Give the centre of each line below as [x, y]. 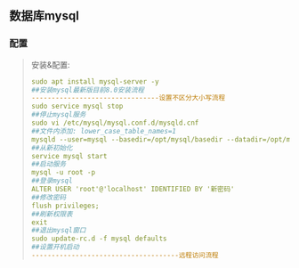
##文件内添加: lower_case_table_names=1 [103, 131]
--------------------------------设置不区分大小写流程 [128, 98]
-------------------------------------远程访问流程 [125, 256]
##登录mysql [52, 181]
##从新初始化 [52, 148]
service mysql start [69, 156]
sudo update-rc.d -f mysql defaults [99, 239]
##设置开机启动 [55, 248]
